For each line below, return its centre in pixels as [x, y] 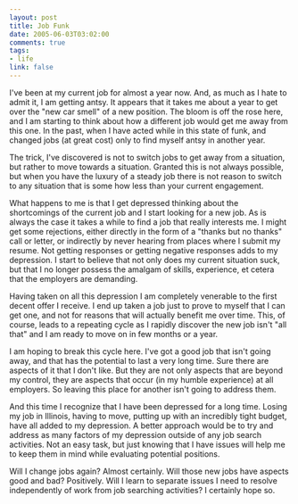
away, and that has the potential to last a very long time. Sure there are [139, 360]
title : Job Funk [39, 26]
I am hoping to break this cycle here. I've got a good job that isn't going [140, 351]
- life [21, 59]
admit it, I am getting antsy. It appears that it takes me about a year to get [144, 102]
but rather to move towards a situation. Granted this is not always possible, [146, 167]
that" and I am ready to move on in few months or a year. [114, 334]
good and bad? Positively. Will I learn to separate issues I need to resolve [144, 480]
